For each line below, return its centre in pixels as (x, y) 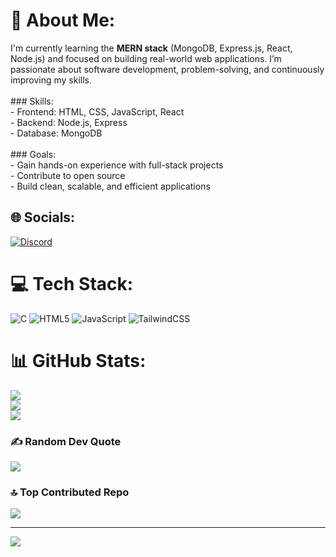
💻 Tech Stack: (72, 283)
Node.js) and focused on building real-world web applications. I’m (146, 58)
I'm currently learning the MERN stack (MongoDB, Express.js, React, (151, 48)
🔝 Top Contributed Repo (70, 492)
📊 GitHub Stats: (78, 360)
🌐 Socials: (43, 217)
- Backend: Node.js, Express (69, 122)
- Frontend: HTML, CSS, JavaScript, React (97, 111)
